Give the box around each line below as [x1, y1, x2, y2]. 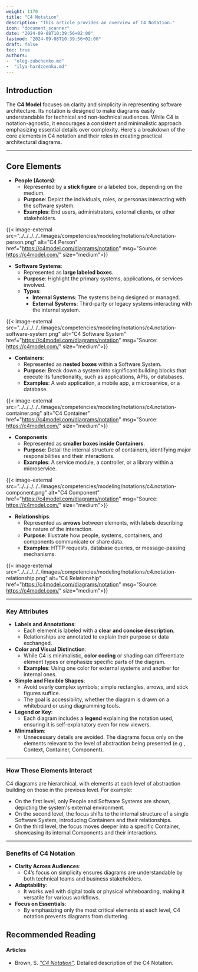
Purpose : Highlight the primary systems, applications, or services [23, 275, 183, 282]
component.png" [6, 489, 47, 496]
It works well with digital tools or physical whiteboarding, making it [23, 888, 185, 895]
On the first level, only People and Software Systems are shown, [14, 797, 171, 804]
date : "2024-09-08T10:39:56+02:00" [6, 31, 94, 37]
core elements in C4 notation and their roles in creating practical [6, 132, 163, 139]
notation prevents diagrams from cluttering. [23, 912, 130, 919]
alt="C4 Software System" [61, 330, 127, 337]
